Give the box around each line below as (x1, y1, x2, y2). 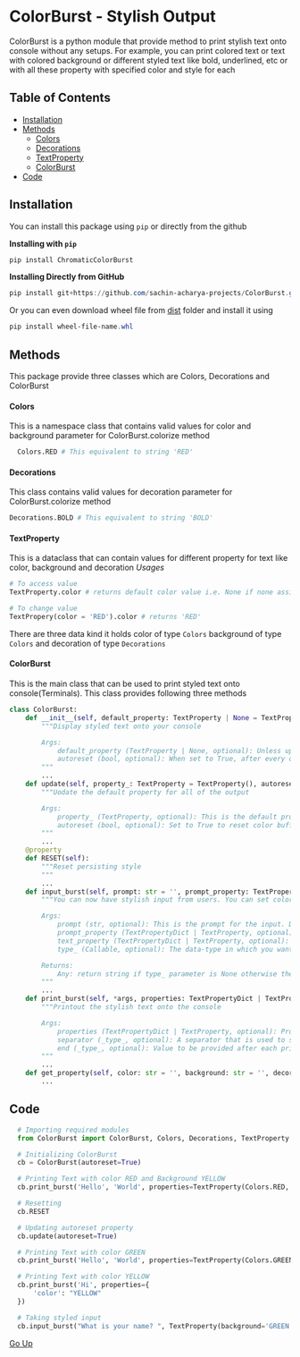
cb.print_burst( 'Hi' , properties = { (17, 1281, 150, 1290)
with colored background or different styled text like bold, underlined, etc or (9, 55, 288, 65)
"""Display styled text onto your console (41, 722, 202, 731)
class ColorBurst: (9, 705, 78, 715)
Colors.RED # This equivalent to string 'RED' (17, 447, 194, 457)
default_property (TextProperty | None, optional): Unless (56, 746, 281, 755)
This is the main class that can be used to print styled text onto (9, 678, 241, 690)
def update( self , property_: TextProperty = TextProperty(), (25, 780, 257, 789)
